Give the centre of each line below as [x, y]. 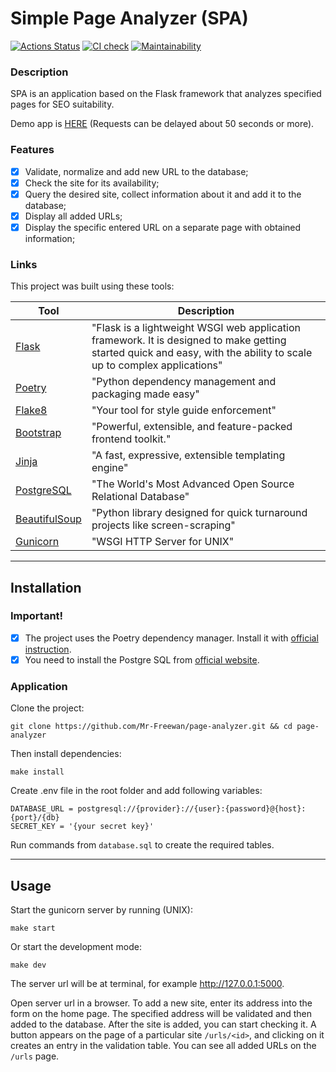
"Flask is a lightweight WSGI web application [196, 328]
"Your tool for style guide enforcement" [184, 410]
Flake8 [31, 410]
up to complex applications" [157, 365]
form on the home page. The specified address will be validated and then [161, 1014]
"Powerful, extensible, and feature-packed [192, 427]
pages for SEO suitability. [62, 104]
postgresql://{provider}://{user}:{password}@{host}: [192, 809]
